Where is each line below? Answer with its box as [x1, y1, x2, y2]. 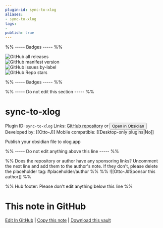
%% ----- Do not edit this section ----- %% [5, 89, 95, 94]
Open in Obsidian [112, 123, 145, 129]
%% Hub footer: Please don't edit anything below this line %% [5, 183, 133, 189]
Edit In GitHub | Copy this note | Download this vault [5, 217, 111, 223]
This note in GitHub [5, 201, 86, 212]
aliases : [5, 12, 23, 17]
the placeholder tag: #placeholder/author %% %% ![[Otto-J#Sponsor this [5, 168, 156, 174]
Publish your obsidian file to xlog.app [5, 139, 81, 145]
